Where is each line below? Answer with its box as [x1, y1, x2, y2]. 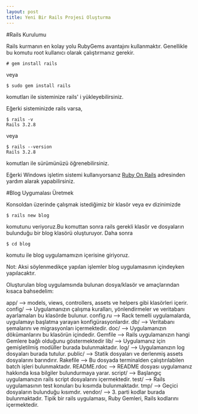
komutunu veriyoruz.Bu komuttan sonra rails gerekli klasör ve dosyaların [6, 223, 184, 230]
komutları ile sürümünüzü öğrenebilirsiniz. [6, 160, 109, 167]
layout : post [6, 8, 39, 15]
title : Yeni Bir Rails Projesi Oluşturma [6, 14, 111, 20]
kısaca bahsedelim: [6, 287, 54, 295]
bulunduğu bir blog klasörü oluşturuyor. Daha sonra [6, 229, 133, 236]
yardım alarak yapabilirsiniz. [6, 178, 75, 185]
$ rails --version [6, 143, 52, 150]
